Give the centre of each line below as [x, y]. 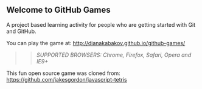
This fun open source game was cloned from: [63, 73]
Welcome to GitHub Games [58, 10]
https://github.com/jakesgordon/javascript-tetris [67, 79]
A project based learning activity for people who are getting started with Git [101, 24]
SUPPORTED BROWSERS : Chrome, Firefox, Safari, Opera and [114, 55]
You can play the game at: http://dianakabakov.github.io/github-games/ [96, 43]
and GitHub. [21, 31]
